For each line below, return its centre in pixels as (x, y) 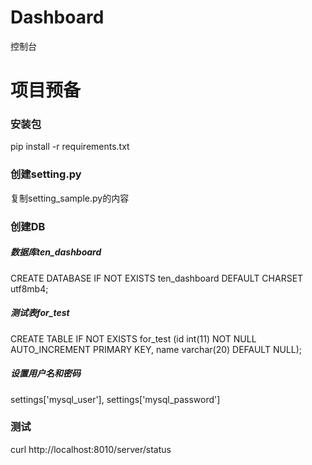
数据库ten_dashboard (56, 252)
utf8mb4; (29, 288)
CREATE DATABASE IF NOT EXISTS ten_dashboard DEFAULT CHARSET (157, 278)
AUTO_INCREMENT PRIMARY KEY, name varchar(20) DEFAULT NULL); (156, 349)
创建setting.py (46, 174)
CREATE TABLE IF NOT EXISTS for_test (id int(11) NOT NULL (133, 338)
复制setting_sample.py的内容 (70, 198)
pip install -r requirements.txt (70, 147)
